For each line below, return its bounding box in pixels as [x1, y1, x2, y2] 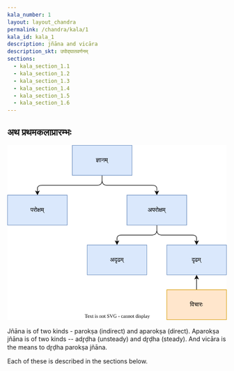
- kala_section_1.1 [13, 63, 70, 70]
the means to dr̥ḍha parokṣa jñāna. [7, 343, 108, 351]
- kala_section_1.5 [13, 92, 70, 99]
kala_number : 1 [7, 11, 52, 18]
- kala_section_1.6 [13, 100, 70, 107]
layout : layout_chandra [7, 18, 77, 26]
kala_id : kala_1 [7, 33, 54, 40]
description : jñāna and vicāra [7, 40, 98, 48]
